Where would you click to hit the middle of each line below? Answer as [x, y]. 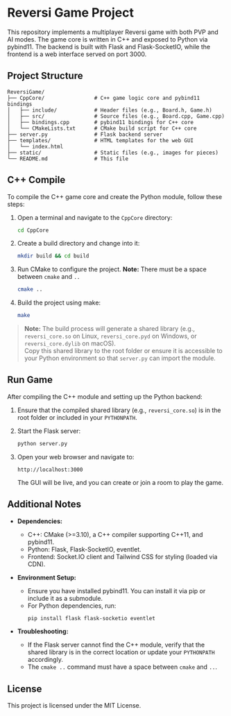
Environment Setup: [46, 577]
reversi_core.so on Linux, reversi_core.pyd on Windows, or [110, 336]
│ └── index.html [35, 146]
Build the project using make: [59, 302]
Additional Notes [44, 504]
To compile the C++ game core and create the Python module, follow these [115, 196]
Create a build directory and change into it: [78, 244]
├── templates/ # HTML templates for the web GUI [101, 140]
